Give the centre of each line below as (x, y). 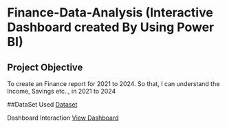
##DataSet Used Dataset (42, 104)
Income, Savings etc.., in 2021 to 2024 (62, 91)
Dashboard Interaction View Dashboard (63, 118)
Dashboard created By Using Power (111, 27)
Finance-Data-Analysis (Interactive (110, 13)
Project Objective (45, 67)
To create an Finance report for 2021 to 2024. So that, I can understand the (113, 84)
